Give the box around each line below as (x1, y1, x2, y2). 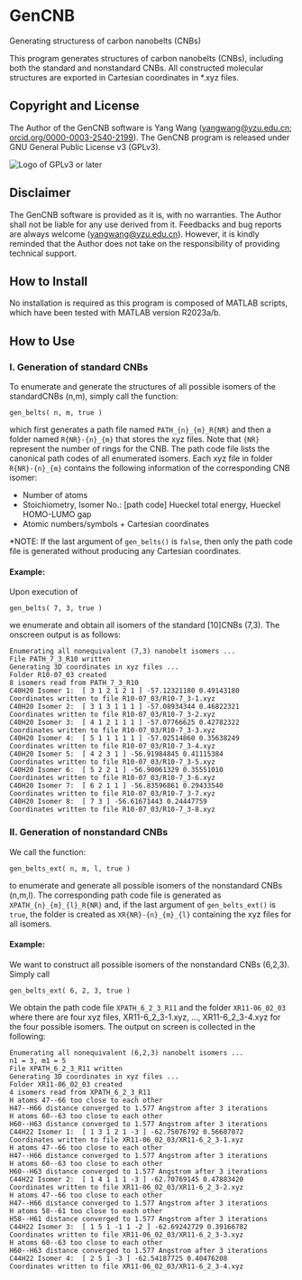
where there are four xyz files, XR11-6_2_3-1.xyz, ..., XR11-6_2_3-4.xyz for (9, 1012, 281, 1022)
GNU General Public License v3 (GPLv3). (9, 141, 161, 152)
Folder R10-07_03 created (9, 671, 106, 680)
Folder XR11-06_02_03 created (9, 1079, 124, 1089)
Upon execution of (9, 587, 78, 598)
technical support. (9, 248, 78, 259)
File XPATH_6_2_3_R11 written (9, 1064, 124, 1073)
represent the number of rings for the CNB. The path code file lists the (9, 444, 270, 455)
